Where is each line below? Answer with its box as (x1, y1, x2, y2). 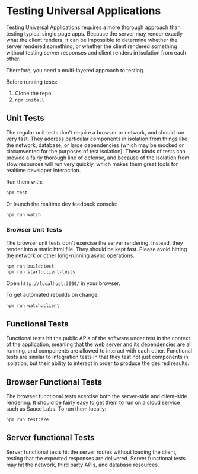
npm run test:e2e (6, 417, 49, 423)
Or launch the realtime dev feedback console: (6, 200, 118, 207)
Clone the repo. (14, 89, 53, 97)
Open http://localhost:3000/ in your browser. (6, 280, 120, 287)
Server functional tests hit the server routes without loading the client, (6, 449, 177, 456)
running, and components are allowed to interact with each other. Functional (6, 347, 193, 354)
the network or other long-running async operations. (6, 252, 135, 259)
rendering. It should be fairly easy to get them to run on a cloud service (6, 399, 180, 406)
